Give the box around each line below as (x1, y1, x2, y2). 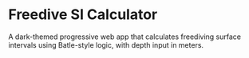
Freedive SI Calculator (8, 6, 158, 24)
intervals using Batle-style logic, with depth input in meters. (8, 40, 204, 49)
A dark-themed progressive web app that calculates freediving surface (8, 32, 242, 41)
